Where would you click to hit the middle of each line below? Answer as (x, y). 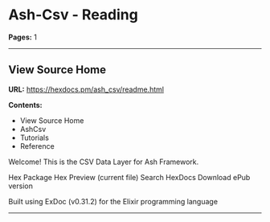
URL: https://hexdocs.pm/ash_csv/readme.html (86, 89)
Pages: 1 (23, 37)
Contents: (25, 105)
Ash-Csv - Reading (73, 15)
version (21, 186)
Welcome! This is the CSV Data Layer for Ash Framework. (104, 162)
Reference (37, 146)
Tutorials (35, 138)
